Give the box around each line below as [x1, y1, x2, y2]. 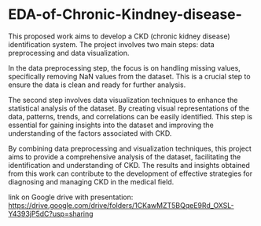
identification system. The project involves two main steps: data [8, 39, 215, 49]
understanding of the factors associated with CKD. [8, 128, 172, 138]
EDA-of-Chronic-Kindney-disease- [8, 5, 242, 24]
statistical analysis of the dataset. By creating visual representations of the [8, 104, 250, 113]
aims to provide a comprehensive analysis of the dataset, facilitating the [8, 151, 241, 162]
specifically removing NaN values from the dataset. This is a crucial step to [8, 71, 251, 81]
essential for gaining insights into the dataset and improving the [8, 120, 214, 129]
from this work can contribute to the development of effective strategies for [8, 169, 253, 178]
